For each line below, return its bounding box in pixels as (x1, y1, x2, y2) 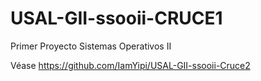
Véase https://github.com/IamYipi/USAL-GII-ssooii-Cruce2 (10, 59, 251, 71)
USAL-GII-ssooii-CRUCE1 (10, 7, 223, 30)
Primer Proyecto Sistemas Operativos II (10, 40, 172, 52)
